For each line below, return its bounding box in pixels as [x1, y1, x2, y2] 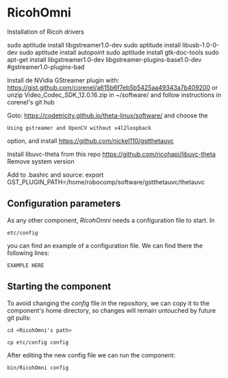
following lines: [7, 249, 50, 257]
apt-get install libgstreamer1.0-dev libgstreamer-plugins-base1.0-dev [7, 55, 202, 63]
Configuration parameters [7, 198, 121, 210]
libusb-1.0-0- [182, 41, 220, 49]
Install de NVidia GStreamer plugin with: [7, 76, 120, 84]
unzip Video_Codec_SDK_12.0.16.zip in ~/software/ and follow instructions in [7, 91, 221, 99]
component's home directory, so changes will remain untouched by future [7, 306, 216, 314]
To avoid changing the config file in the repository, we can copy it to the [7, 299, 210, 307]
